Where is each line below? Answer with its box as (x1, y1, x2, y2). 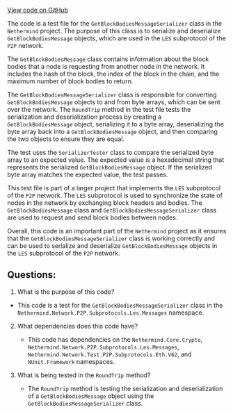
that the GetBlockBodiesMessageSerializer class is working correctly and (7, 234, 216, 242)
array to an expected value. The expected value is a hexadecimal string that (7, 156, 225, 164)
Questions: (7, 269, 56, 281)
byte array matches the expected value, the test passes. (7, 170, 168, 179)
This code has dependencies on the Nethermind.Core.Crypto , (27, 335, 203, 343)
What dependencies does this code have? (17, 322, 138, 330)
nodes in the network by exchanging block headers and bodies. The (7, 199, 202, 207)
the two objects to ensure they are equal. (7, 135, 125, 143)
